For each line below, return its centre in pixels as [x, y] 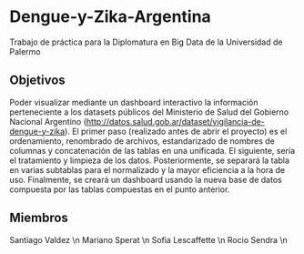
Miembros [39, 218]
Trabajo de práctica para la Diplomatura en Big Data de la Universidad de [146, 42]
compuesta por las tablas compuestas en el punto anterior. [120, 189]
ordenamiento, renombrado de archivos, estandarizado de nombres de [142, 141]
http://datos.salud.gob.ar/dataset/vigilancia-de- [176, 121]
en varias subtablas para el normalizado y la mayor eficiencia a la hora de [147, 169]
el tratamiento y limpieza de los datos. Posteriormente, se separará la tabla [149, 160]
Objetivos [37, 81]
